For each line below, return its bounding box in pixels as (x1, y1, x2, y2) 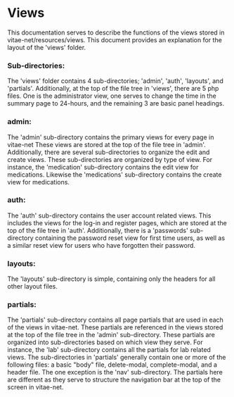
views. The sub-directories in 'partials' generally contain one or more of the (7, 353, 226, 362)
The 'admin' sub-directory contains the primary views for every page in (7, 132, 214, 141)
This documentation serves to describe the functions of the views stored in (7, 28, 225, 37)
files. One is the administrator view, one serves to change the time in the (7, 92, 216, 100)
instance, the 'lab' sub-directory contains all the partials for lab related (7, 346, 211, 354)
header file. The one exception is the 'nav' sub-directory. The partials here (7, 368, 223, 377)
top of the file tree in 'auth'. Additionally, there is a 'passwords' (7, 226, 188, 234)
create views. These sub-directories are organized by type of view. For (7, 155, 213, 163)
